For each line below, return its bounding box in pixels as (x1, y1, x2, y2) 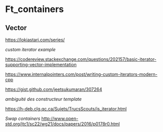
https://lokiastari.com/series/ (5, 37, 65, 43)
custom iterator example (5, 47, 56, 52)
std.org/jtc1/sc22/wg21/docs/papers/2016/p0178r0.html (5, 121, 120, 126)
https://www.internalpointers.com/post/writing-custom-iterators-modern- (5, 71, 158, 77)
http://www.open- (41, 115, 79, 121)
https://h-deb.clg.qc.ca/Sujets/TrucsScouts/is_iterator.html (5, 106, 127, 111)
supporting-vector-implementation (5, 62, 77, 67)
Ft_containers (5, 4, 64, 15)
